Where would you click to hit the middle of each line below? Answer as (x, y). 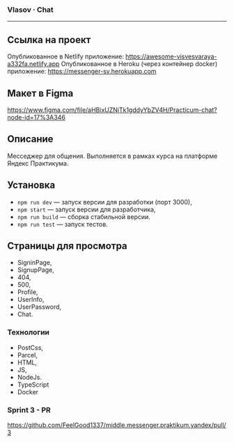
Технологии (29, 332)
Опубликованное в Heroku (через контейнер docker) (139, 64)
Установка (31, 185)
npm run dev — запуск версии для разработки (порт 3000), (105, 202)
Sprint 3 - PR (29, 410)
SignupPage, (36, 270)
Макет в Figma (40, 93)
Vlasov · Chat (30, 10)
